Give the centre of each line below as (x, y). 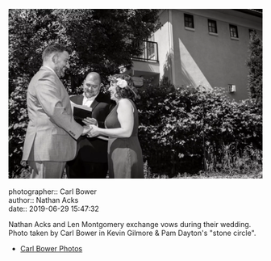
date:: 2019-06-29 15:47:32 (54, 208)
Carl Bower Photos (51, 248)
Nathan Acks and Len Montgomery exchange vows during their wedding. (130, 224)
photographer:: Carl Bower (52, 192)
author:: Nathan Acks (44, 200)
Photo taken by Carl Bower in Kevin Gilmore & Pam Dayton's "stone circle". (132, 233)
